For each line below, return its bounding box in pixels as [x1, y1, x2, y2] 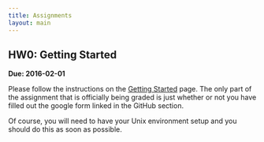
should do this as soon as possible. [8, 125, 122, 134]
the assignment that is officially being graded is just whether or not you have [8, 92, 257, 103]
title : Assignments [8, 11, 73, 20]
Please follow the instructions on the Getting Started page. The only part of [8, 84, 252, 94]
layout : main [8, 19, 51, 27]
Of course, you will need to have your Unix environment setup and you [8, 116, 237, 126]
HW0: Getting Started [8, 48, 117, 62]
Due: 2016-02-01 [8, 69, 65, 79]
